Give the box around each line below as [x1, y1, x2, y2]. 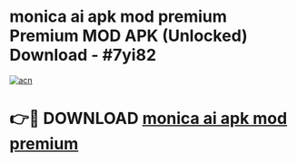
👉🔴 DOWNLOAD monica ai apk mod [9, 109, 288, 129]
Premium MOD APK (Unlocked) [9, 25, 248, 46]
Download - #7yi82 [9, 45, 157, 65]
